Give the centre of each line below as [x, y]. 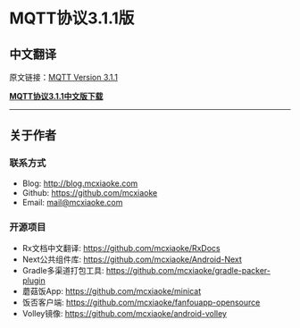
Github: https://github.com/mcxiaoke [90, 192]
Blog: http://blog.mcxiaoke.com [80, 183]
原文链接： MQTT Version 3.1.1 [64, 77]
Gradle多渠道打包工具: [63, 270]
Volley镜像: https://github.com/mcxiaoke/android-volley [125, 313]
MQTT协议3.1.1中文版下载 [56, 96]
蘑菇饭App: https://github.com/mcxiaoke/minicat [112, 290]
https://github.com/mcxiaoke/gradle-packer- [188, 270]
